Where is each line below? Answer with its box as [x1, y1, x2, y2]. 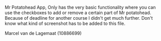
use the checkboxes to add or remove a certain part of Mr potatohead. [5, 10, 151, 16]
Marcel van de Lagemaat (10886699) [5, 30, 82, 36]
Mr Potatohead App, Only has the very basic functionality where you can [5, 5, 156, 10]
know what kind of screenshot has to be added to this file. [5, 20, 126, 26]
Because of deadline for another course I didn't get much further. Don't [5, 15, 153, 21]
